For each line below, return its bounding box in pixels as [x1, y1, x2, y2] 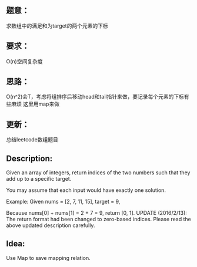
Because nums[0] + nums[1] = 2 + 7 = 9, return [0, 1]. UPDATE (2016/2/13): [6, 209, 187, 217]
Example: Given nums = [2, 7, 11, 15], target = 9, [6, 198, 121, 205]
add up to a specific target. [6, 175, 72, 182]
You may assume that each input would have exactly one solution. [6, 187, 166, 194]
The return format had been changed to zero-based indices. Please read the [6, 216, 191, 223]
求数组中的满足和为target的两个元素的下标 [6, 22, 108, 29]
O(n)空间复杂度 [6, 58, 43, 65]
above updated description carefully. [6, 222, 95, 229]
